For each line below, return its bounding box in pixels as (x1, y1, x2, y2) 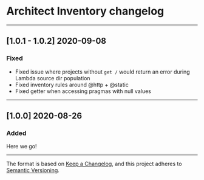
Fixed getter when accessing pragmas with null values (15, 87, 152, 95)
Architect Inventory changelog (6, 4, 165, 18)
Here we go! (6, 143, 38, 150)
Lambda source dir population (15, 74, 90, 81)
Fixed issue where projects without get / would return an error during (15, 68, 190, 75)
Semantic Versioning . (6, 167, 59, 174)
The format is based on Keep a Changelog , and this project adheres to (6, 160, 182, 168)
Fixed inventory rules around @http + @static (15, 81, 129, 88)
